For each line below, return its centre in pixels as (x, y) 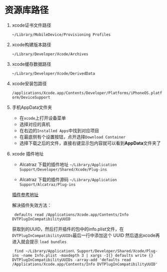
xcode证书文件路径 (31, 25)
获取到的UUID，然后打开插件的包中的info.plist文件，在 (68, 229)
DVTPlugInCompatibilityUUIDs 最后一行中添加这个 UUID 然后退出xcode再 (86, 235)
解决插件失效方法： (32, 205)
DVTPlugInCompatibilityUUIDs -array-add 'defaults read (71, 260)
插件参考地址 (25, 194)
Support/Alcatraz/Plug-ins (47, 184)
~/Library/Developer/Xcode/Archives (50, 54)
